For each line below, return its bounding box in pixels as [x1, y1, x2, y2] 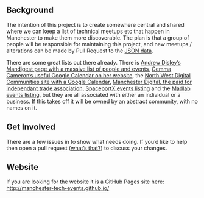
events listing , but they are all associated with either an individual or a [6, 91, 181, 98]
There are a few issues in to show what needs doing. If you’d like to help [6, 138, 188, 145]
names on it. [6, 104, 38, 111]
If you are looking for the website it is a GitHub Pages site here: [6, 178, 164, 185]
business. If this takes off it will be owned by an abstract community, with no [6, 97, 198, 105]
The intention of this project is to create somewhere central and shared [6, 21, 185, 28]
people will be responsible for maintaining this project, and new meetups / [6, 40, 192, 48]
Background [6, 5, 54, 15]
